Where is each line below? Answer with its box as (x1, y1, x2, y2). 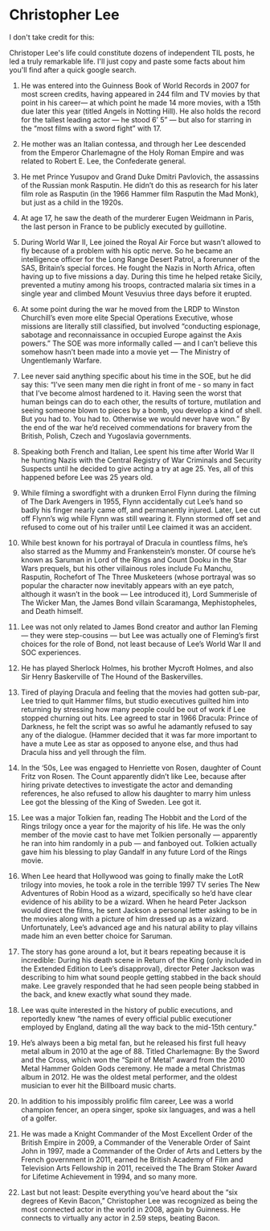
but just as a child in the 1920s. (20, 197, 124, 207)
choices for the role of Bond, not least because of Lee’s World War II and (20, 639, 262, 649)
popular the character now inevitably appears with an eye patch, (20, 580, 235, 590)
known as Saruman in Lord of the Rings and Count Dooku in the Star (20, 554, 247, 565)
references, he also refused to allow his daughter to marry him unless (20, 788, 252, 798)
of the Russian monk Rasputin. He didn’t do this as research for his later (20, 180, 259, 190)
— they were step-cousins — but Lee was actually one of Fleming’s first (20, 630, 260, 640)
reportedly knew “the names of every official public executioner (20, 1013, 232, 1023)
